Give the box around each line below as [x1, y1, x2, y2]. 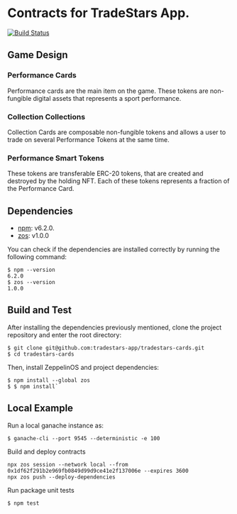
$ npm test [7, 499, 40, 507]
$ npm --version [7, 266, 55, 274]
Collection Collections [7, 111, 86, 121]
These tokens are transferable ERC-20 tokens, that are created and [7, 169, 204, 178]
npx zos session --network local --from [7, 461, 129, 468]
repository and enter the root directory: [7, 330, 122, 339]
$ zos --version [7, 279, 55, 286]
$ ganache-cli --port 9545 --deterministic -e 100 [7, 434, 160, 442]
